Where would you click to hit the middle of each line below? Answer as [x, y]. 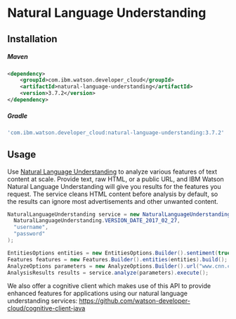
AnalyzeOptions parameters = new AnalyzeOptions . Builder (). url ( [103, 266]
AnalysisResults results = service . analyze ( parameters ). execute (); [108, 273]
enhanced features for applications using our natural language [98, 294]
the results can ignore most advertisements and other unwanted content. [113, 201]
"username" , [31, 227]
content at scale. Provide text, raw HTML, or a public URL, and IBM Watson [116, 179]
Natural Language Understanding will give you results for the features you [114, 186]
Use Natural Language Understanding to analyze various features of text [112, 171]
